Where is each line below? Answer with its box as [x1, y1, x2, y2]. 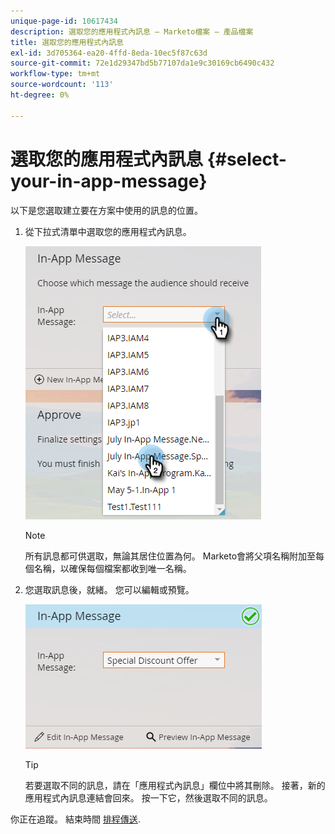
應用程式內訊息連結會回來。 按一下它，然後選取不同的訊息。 [24, 791, 273, 804]
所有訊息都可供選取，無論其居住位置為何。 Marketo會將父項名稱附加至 [24, 550, 317, 562]
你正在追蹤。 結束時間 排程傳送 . [10, 813, 141, 825]
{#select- [206, 148, 287, 170]
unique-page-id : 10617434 [10, 16, 118, 26]
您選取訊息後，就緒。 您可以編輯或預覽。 [24, 583, 195, 595]
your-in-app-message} [10, 170, 208, 192]
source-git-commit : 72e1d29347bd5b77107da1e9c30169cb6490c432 [10, 58, 275, 69]
